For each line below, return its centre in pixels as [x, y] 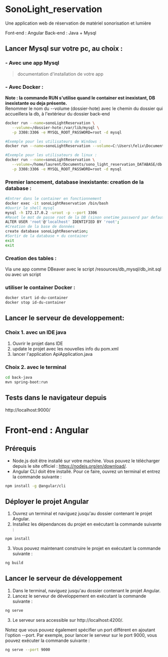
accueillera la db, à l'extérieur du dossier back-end [57, 113]
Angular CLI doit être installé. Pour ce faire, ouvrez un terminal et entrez [86, 471]
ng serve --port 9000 [28, 649]
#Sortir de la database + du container [47, 236]
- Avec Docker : [24, 87]
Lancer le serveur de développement [64, 578]
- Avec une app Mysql [32, 63]
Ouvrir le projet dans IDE [38, 343]
